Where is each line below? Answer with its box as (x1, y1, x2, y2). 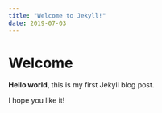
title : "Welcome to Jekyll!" (8, 11, 106, 20)
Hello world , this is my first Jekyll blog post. (8, 80, 155, 90)
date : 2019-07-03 (8, 19, 67, 27)
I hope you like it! (8, 95, 65, 105)
